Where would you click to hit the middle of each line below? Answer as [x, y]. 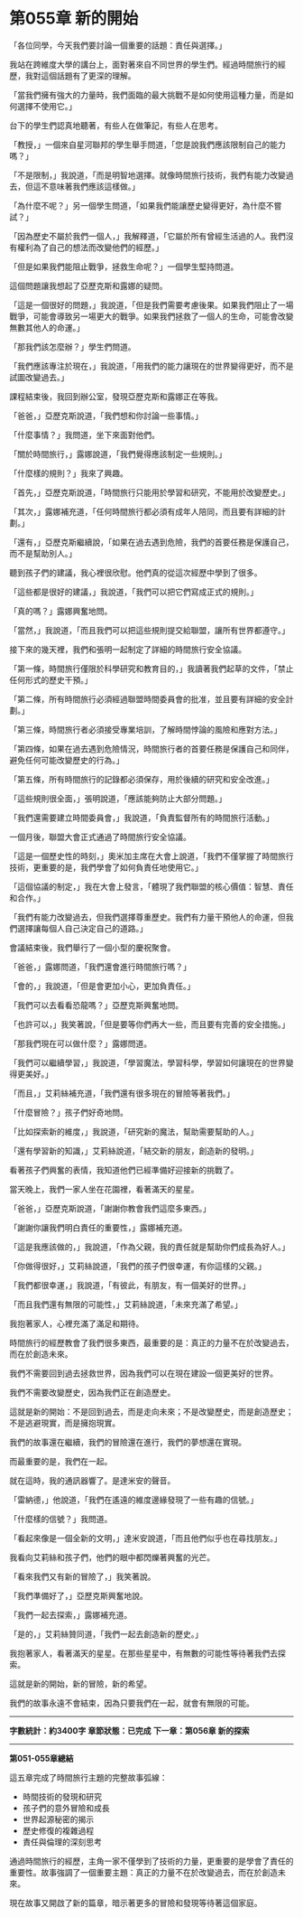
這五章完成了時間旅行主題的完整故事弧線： [88, 1777]
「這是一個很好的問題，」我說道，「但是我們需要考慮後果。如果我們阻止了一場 [151, 304]
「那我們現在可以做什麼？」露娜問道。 [80, 1043]
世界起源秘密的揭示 [58, 1819]
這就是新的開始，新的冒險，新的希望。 [80, 1683]
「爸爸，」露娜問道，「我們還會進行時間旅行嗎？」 [100, 967]
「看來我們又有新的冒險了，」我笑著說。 [83, 1576]
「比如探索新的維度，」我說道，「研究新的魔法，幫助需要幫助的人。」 [134, 1131]
